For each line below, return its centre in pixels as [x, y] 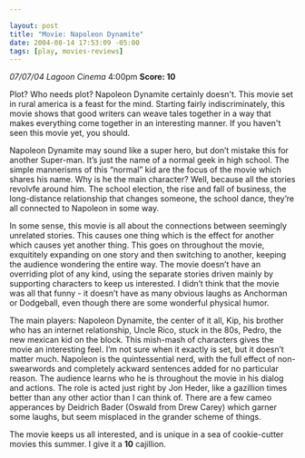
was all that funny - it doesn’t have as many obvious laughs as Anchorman [148, 293]
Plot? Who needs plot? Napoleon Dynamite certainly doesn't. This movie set [151, 94]
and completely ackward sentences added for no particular [168, 369]
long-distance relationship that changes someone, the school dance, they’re [152, 199]
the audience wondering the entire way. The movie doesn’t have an [135, 265]
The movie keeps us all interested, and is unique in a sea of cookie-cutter [147, 434]
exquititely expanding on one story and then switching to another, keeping [148, 255]
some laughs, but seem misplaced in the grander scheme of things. [135, 417]
